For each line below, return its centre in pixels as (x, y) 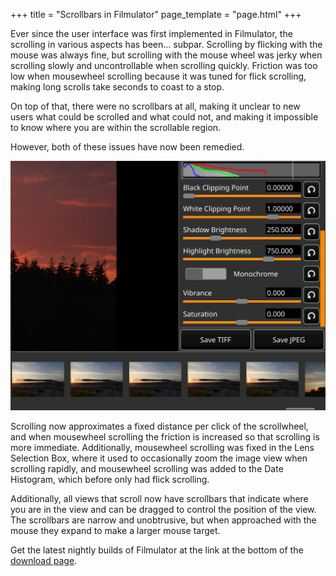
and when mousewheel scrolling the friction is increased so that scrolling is (165, 437)
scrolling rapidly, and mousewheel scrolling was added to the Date (147, 469)
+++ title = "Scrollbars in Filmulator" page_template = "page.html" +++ (156, 14)
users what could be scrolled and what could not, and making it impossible (164, 117)
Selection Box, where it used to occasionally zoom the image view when (159, 458)
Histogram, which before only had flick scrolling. (110, 480)
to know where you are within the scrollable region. (116, 127)
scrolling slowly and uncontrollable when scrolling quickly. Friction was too (164, 65)
